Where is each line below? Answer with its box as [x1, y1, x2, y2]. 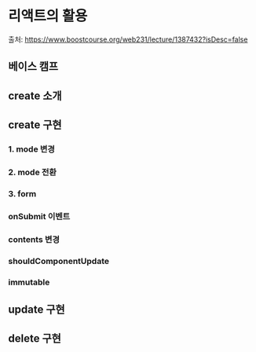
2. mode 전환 [8, 167, 57, 178]
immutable [8, 277, 50, 288]
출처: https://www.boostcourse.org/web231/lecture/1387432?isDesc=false [8, 35, 248, 44]
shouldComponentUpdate [8, 255, 110, 266]
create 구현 [8, 119, 62, 132]
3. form [8, 188, 37, 199]
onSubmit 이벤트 [8, 211, 71, 222]
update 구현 [8, 302, 65, 316]
